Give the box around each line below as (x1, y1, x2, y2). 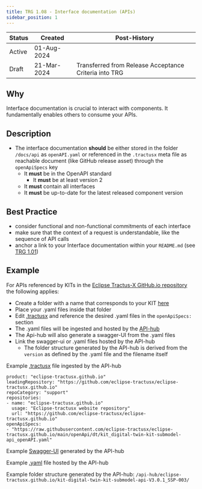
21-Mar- (34, 61, 61, 69)
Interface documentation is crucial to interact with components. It (6, 105, 168, 112)
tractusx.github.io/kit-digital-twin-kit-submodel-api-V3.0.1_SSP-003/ (6, 477, 189, 483)
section (14, 318, 34, 326)
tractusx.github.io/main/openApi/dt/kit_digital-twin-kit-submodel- (6, 431, 182, 437)
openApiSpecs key (14, 163, 58, 171)
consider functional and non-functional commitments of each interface (14, 222, 191, 229)
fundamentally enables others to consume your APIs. (6, 111, 138, 118)
